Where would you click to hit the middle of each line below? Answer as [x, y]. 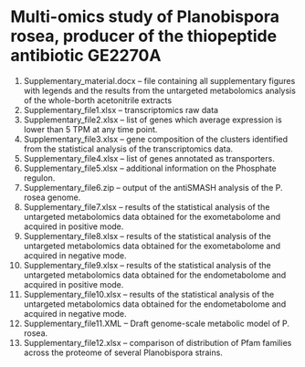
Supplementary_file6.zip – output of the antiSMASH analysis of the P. [153, 187]
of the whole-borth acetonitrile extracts [98, 100]
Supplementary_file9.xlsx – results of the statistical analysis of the [147, 265]
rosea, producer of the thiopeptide [144, 36]
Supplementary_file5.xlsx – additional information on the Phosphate [150, 168]
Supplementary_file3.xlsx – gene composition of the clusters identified [156, 139]
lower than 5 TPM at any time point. [90, 129]
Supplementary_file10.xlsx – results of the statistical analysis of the [149, 294]
